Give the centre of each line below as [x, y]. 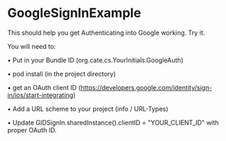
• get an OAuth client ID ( [44, 87]
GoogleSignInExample [74, 13]
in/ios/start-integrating [40, 95]
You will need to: [32, 46]
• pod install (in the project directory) [61, 74]
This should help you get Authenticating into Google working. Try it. [106, 33]
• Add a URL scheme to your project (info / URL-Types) [88, 108]
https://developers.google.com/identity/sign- [146, 87]
